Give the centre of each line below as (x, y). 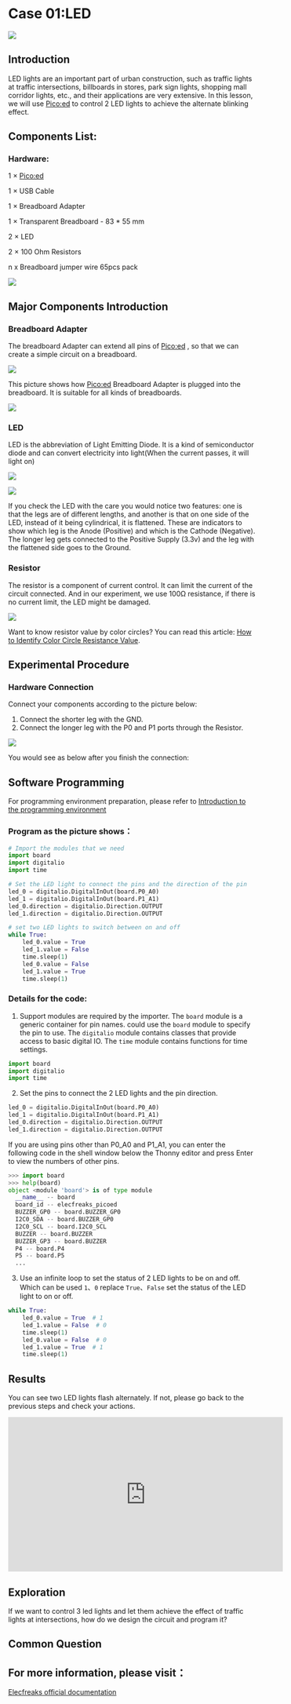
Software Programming (66, 782)
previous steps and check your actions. (72, 1407)
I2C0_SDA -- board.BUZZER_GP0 (64, 1220)
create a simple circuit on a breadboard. (73, 355)
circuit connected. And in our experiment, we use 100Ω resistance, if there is (132, 593)
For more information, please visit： (97, 1673)
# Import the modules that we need (66, 848)
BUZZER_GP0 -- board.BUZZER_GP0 (68, 1212)
